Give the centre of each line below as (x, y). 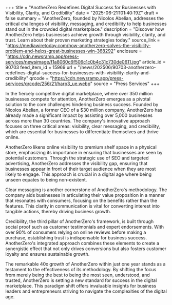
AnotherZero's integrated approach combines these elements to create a (82, 243)
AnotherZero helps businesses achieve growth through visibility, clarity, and (85, 35)
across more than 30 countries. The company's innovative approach (78, 121)
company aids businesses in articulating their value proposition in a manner (85, 195)
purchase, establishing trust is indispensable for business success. (76, 238)
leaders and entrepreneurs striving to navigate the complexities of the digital (86, 291)
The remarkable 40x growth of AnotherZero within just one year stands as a (85, 264)
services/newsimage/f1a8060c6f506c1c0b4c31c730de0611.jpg (72, 62)
